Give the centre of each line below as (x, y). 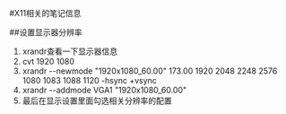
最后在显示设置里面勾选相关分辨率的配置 (97, 101)
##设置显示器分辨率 (46, 32)
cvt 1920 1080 (48, 61)
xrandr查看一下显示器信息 (70, 51)
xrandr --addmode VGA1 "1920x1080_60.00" (104, 90)
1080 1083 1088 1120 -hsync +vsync (89, 80)
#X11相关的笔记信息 (45, 13)
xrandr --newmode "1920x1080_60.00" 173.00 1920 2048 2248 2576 (150, 71)
